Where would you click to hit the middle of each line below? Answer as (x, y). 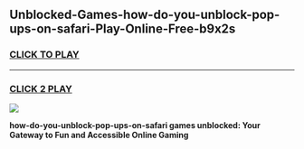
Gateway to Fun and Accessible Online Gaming (99, 135)
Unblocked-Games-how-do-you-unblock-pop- (145, 15)
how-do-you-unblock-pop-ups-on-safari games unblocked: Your (135, 125)
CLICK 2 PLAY (41, 88)
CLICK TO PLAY (44, 55)
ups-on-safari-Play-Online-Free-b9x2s (123, 29)
